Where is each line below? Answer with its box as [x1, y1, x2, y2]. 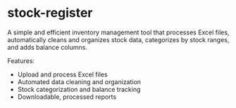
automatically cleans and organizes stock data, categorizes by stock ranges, [7, 35, 230, 43]
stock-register [7, 5, 93, 21]
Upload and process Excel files [17, 70, 108, 79]
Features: [7, 56, 35, 65]
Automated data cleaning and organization [17, 77, 142, 86]
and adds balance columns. [7, 43, 88, 51]
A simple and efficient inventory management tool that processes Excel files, [7, 28, 230, 36]
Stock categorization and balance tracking [17, 85, 141, 93]
